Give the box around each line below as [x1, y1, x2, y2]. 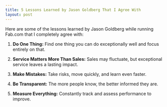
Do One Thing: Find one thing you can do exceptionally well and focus [12, 41, 159, 47]
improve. [12, 96, 31, 102]
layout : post [5, 12, 33, 17]
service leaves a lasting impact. [12, 61, 78, 67]
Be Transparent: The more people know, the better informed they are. [12, 81, 158, 87]
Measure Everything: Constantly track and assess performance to [12, 90, 152, 96]
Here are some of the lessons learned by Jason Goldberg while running [5, 26, 154, 32]
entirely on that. [12, 46, 45, 52]
